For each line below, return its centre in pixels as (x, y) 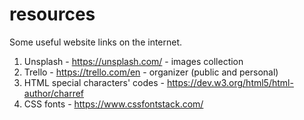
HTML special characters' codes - (94, 82)
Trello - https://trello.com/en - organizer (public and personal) (151, 72)
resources (52, 14)
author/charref (54, 93)
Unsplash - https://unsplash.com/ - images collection (133, 61)
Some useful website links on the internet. (96, 42)
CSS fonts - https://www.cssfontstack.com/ (113, 104)
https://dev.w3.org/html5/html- (230, 82)
